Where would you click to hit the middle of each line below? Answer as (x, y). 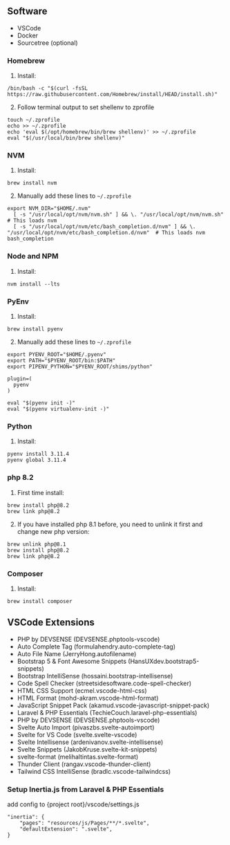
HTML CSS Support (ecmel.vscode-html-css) (82, 690)
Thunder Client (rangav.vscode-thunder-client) (84, 764)
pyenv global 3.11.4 (37, 460)
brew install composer (40, 601)
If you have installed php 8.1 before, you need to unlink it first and (110, 524)
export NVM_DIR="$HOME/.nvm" (49, 209)
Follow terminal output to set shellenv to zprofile (86, 107)
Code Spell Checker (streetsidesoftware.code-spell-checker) (104, 683)
